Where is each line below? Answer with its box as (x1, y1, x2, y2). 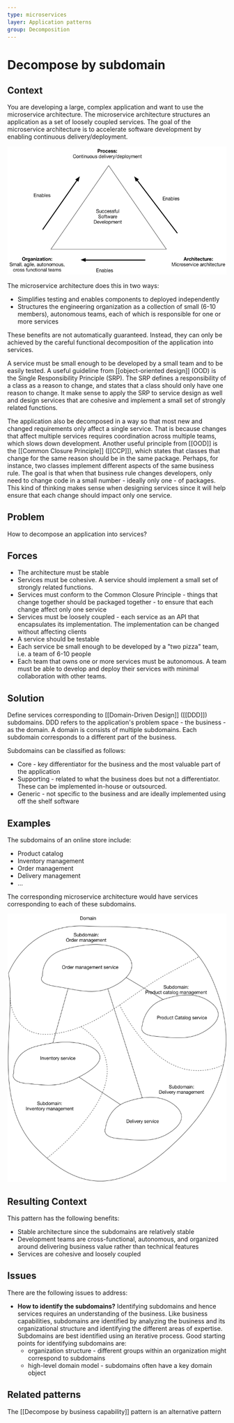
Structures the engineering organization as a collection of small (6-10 (17, 302, 216, 310)
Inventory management (17, 857, 85, 865)
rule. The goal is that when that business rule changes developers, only (7, 469, 212, 477)
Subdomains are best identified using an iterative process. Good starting (17, 1332, 226, 1340)
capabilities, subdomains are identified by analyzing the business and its (17, 1316, 226, 1325)
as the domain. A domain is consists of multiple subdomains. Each (7, 726, 197, 734)
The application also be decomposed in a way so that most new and (7, 417, 203, 425)
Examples (7, 817, 51, 829)
